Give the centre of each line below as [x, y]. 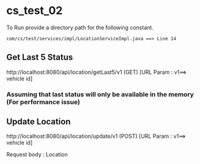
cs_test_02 [35, 11]
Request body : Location [37, 155]
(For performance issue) [43, 102]
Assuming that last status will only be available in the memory [100, 94]
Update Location [39, 122]
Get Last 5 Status [40, 58]
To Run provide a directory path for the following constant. [80, 27]
